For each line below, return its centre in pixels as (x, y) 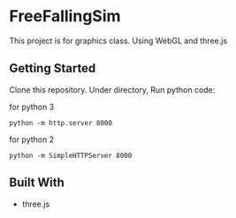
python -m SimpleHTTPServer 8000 (71, 155)
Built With (37, 183)
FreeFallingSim (65, 16)
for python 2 (32, 139)
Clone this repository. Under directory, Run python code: (112, 89)
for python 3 (32, 107)
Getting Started (53, 68)
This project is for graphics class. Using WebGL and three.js (118, 41)
